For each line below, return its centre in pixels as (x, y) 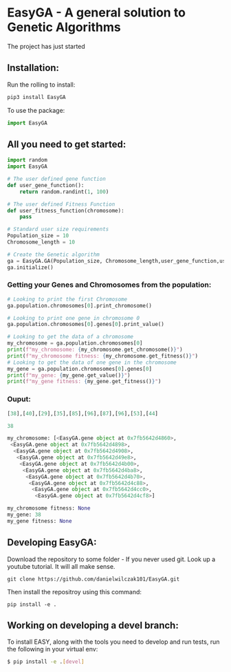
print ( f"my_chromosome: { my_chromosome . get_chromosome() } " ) (95, 350)
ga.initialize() (30, 267)
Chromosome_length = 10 (41, 242)
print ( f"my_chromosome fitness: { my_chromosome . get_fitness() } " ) (102, 356)
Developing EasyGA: (52, 542)
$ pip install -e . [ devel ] (46, 662)
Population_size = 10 (38, 236)
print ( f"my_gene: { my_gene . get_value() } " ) (69, 375)
